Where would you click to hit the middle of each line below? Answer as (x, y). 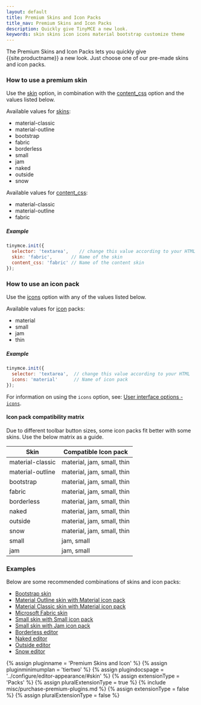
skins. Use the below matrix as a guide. (55, 437)
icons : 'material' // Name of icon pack (70, 379)
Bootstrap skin (33, 594)
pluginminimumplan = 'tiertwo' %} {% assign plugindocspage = (85, 670)
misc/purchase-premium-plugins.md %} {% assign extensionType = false (98, 689)
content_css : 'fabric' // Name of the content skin (78, 263)
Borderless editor (37, 632)
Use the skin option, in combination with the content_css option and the (95, 93)
